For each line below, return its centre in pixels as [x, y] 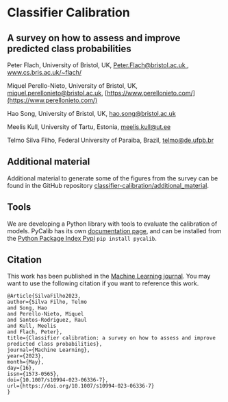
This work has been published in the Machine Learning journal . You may [109, 276]
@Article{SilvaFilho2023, [44, 296]
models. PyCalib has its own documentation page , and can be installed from [114, 230]
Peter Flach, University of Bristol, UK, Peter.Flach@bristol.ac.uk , [98, 65]
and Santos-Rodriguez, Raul [47, 320]
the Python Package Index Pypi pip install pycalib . [82, 238]
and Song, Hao [27, 308]
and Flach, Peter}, [35, 332]
